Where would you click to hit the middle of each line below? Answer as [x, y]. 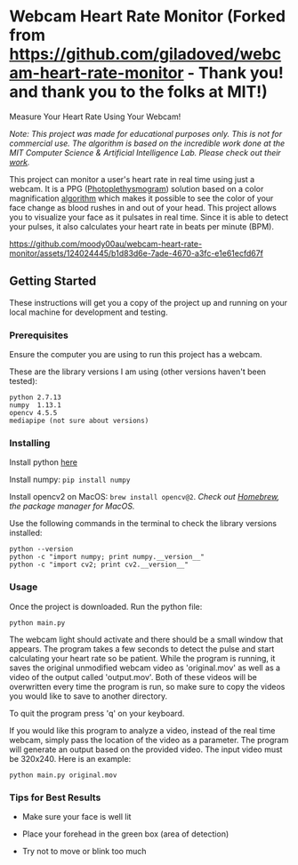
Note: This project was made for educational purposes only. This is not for [146, 133]
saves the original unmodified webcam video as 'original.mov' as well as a [145, 668]
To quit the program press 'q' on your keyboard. [97, 713]
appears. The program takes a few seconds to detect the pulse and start [142, 649]
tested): [24, 381]
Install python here [44, 462]
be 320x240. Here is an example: [70, 758]
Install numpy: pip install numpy [70, 480]
